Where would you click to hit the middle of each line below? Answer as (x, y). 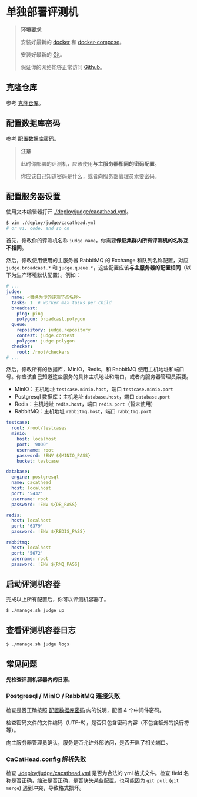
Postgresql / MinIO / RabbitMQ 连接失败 (63, 696)
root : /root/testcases (39, 428)
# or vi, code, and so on (38, 228)
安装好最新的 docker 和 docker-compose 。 (73, 42)
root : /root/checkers (43, 352)
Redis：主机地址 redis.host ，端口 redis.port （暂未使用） (85, 404)
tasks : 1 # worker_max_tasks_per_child (61, 302)
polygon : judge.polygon (46, 341)
